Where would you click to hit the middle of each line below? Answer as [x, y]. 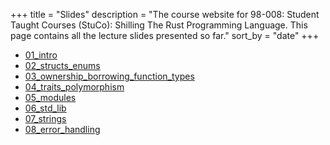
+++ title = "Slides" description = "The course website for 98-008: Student [165, 14]
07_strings [45, 118]
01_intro [41, 55]
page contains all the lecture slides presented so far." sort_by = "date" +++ [165, 35]
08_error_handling [62, 129]
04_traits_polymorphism [74, 87]
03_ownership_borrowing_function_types [109, 76]
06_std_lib [45, 108]
